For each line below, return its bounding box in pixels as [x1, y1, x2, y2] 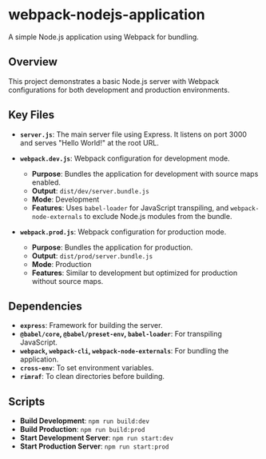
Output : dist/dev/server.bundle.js [31, 186, 149, 195]
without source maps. [31, 276, 104, 285]
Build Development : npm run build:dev [19, 416, 150, 425]
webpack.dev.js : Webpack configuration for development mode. [19, 154, 230, 163]
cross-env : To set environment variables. [19, 363, 154, 373]
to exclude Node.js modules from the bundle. [83, 211, 232, 221]
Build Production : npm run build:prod [19, 425, 145, 434]
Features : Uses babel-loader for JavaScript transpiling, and [31, 202, 229, 213]
